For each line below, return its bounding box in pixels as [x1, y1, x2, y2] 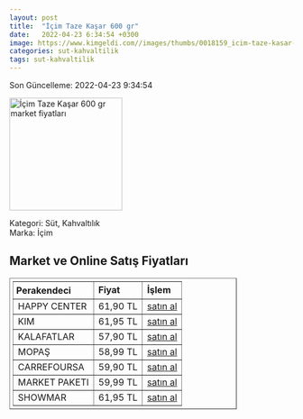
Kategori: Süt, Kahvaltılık [9, 218, 101, 228]
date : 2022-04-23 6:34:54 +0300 [9, 30, 140, 39]
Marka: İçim [9, 227, 53, 238]
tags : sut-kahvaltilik [9, 55, 95, 64]
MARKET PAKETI [17, 376, 89, 388]
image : [9, 38, 34, 48]
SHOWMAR [17, 391, 67, 404]
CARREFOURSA [17, 360, 85, 373]
